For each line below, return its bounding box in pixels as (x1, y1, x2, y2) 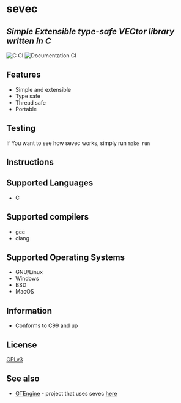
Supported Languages (6, 178, 94, 188)
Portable (15, 105, 37, 113)
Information (6, 305, 53, 316)
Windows (15, 275, 39, 283)
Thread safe (15, 98, 46, 106)
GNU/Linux (15, 268, 43, 276)
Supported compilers (6, 212, 89, 222)
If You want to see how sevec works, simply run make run (6, 139, 150, 147)
